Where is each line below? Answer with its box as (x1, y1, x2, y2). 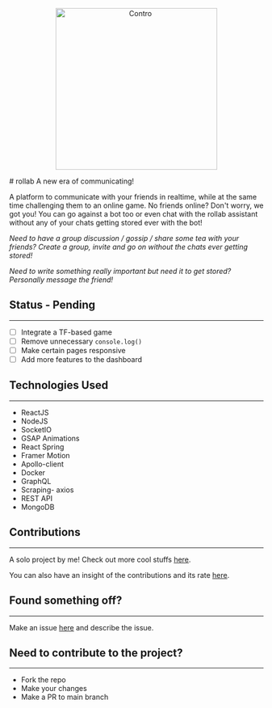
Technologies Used (9, 378, 108, 392)
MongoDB (20, 502, 55, 512)
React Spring (20, 441, 65, 452)
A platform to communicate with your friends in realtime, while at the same (9, 192, 257, 201)
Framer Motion (20, 450, 71, 460)
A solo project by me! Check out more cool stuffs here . (9, 554, 191, 564)
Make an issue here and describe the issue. (9, 622, 154, 632)
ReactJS (20, 407, 49, 417)
